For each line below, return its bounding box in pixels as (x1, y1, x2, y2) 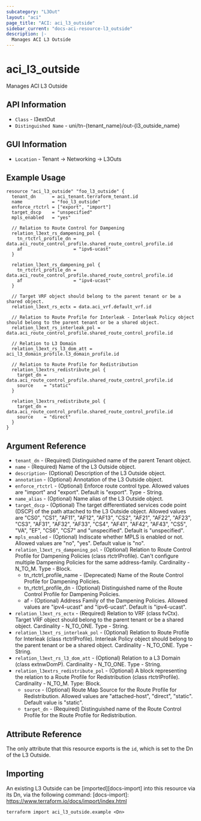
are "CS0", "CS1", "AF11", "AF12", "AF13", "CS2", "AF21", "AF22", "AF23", (14, 514, 192, 522)
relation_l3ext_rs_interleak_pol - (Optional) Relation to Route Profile (14, 629, 190, 636)
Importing (6, 769, 44, 779)
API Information (6, 100, 67, 110)
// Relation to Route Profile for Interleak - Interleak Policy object (11, 314, 195, 321)
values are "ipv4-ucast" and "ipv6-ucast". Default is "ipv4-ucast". (23, 603, 187, 611)
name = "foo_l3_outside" (11, 199, 101, 205)
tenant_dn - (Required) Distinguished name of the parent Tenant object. (14, 457, 192, 464)
